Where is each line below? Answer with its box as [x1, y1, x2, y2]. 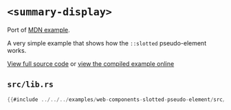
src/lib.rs [7, 80, 54, 89]
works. [7, 46, 27, 54]
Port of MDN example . [7, 25, 70, 34]
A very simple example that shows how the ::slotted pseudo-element [7, 38, 207, 47]
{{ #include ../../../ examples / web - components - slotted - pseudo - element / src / [7, 96, 226, 103]
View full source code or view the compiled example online [7, 59, 175, 67]
